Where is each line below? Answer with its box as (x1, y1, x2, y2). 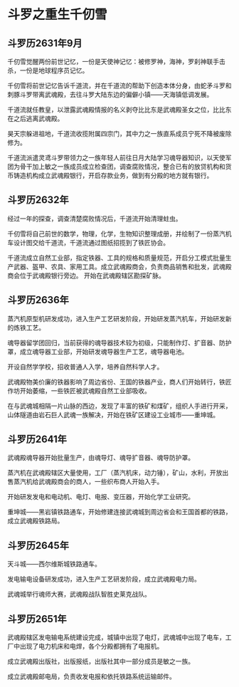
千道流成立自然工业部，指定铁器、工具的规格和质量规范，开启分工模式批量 (7, 253, 225, 262)
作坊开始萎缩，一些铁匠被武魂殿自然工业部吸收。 (7, 386, 151, 395)
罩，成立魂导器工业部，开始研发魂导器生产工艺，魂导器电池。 (7, 347, 188, 356)
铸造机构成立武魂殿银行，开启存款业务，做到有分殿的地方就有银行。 (13, 172, 213, 179)
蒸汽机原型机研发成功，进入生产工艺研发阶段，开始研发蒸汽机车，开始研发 (7, 314, 225, 322)
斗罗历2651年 (7, 613, 67, 625)
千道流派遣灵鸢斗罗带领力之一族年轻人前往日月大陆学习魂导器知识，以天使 (7, 154, 225, 162)
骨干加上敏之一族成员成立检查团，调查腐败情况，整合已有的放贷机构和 (19, 162, 225, 171)
